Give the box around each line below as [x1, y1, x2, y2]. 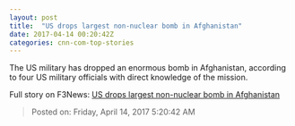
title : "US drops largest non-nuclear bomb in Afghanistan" [9, 21, 243, 30]
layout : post [9, 13, 58, 22]
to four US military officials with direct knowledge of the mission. [9, 72, 248, 83]
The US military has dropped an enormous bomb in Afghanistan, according [9, 63, 287, 73]
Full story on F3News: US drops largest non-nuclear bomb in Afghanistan [9, 89, 281, 100]
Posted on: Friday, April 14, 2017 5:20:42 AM [30, 106, 195, 117]
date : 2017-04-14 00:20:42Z [9, 29, 115, 38]
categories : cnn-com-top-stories [9, 38, 134, 47]
